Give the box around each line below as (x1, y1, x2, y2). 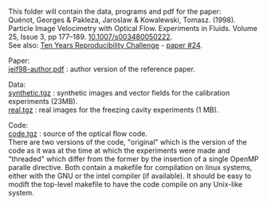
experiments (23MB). (8, 97, 78, 106)
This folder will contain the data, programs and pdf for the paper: (8, 7, 222, 16)
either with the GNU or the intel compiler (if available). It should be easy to (8, 171, 252, 180)
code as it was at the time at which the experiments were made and (8, 146, 230, 155)
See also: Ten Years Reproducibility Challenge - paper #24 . (8, 41, 203, 50)
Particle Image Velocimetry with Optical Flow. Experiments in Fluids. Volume (8, 24, 257, 33)
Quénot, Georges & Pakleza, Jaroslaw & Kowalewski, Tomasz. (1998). (8, 15, 237, 25)
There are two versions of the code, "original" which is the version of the (8, 137, 247, 146)
